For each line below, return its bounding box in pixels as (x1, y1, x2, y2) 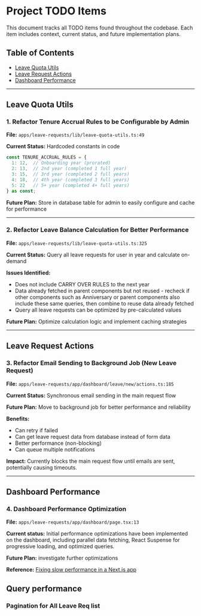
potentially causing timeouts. (6, 464, 78, 471)
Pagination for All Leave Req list (6, 602, 100, 610)
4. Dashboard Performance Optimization (6, 504, 127, 513)
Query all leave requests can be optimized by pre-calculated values (14, 306, 182, 313)
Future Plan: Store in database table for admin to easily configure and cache (6, 199, 195, 206)
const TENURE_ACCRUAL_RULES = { (6, 154, 87, 160)
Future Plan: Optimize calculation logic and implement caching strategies (6, 318, 187, 325)
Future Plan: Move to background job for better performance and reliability (6, 403, 191, 411)
